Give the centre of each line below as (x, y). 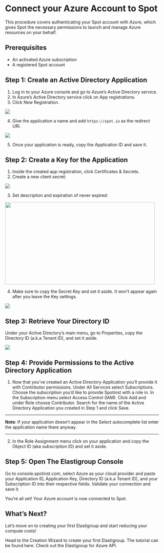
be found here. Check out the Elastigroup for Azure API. (61, 545)
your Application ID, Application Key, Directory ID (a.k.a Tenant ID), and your (82, 478)
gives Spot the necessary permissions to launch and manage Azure (73, 27)
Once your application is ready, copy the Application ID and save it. (80, 144)
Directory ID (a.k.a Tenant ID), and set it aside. (51, 338)
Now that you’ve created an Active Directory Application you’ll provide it (85, 382)
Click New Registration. (36, 102)
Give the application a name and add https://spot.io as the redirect (81, 121)
